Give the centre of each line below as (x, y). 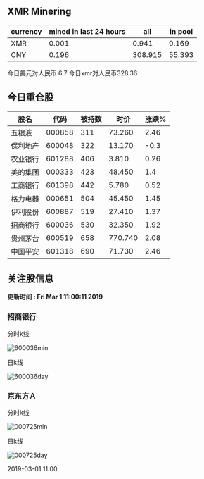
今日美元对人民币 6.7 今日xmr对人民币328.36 (72, 73)
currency (26, 31)
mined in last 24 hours (87, 31)
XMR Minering (39, 12)
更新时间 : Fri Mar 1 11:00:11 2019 (55, 297)
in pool (181, 31)
